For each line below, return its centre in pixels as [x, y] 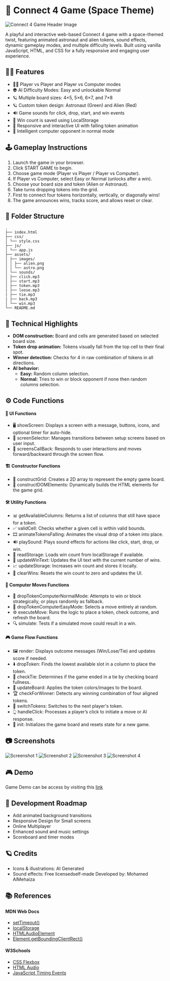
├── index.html [21, 233]
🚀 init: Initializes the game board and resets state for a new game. [81, 724]
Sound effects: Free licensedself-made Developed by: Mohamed [80, 874]
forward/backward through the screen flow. [58, 454]
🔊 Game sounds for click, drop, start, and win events [68, 113]
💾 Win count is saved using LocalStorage [56, 120]
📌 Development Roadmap [46, 803]
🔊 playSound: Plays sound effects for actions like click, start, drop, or [86, 542]
